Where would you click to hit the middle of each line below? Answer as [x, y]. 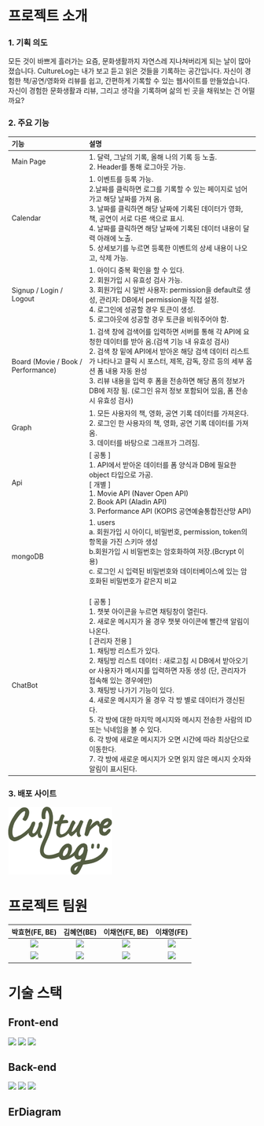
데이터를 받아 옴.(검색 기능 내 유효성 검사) [167, 341]
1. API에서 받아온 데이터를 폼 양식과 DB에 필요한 [163, 464]
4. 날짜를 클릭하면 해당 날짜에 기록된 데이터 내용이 [165, 228]
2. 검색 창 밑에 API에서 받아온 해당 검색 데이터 [159, 352]
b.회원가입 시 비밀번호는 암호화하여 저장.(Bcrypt [163, 552]
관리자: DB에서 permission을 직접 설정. [159, 300]
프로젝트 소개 [48, 16]
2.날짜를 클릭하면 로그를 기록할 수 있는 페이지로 [161, 189]
